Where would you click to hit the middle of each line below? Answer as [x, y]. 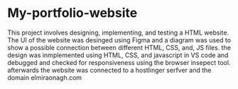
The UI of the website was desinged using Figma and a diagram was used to [119, 40]
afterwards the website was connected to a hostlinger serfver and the [109, 70]
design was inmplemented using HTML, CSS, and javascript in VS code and [118, 55]
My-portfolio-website [72, 13]
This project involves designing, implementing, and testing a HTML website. [118, 32]
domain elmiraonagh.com [45, 77]
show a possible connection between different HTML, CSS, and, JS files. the [119, 47]
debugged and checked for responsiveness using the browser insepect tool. [119, 62]
